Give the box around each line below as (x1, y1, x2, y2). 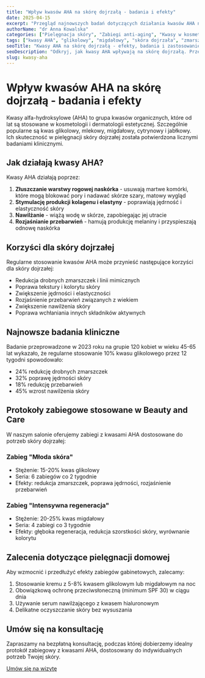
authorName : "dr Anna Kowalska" (6, 26, 88, 32)
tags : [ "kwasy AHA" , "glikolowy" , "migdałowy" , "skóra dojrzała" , (6, 37, 179, 43)
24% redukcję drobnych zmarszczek (15, 368, 108, 375)
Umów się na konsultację (6, 624, 104, 634)
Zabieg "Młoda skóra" (6, 453, 73, 461)
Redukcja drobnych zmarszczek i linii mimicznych (15, 277, 140, 284)
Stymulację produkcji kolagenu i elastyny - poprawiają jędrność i (15, 199, 182, 206)
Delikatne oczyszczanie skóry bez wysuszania (15, 606, 132, 614)
